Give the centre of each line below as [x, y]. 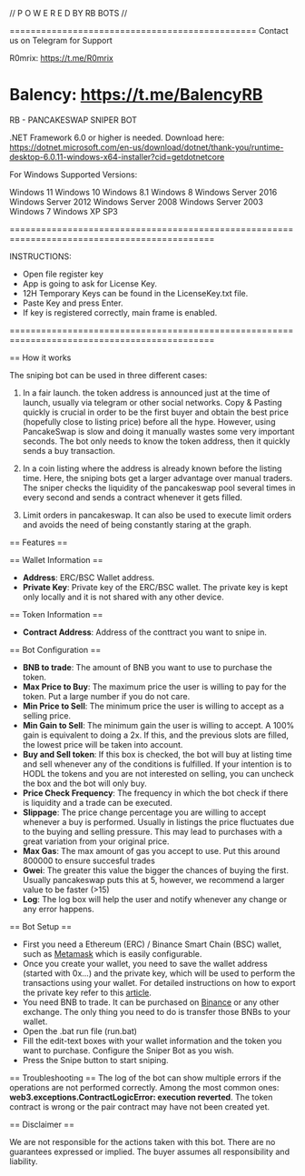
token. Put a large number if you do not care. [106, 696]
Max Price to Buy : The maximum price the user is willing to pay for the [154, 687]
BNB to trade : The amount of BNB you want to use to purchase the [147, 667]
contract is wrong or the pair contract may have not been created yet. [140, 1106]
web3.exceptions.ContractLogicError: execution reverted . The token [141, 1097]
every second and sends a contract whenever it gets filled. [133, 497]
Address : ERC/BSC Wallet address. [89, 578]
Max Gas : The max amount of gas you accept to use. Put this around [151, 850]
